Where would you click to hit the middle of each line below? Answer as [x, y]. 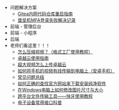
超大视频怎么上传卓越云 [42, 64]
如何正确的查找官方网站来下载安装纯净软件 [62, 83]
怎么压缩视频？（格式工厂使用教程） [55, 52]
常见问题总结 [31, 77]
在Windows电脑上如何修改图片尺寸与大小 [60, 90]
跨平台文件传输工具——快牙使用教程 [55, 96]
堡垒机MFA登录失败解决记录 [46, 20]
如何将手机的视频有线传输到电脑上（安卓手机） [66, 71]
